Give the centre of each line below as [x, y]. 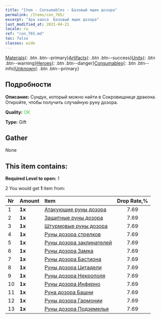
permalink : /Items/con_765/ [35, 15]
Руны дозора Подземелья [76, 309]
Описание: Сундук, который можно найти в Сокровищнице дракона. [81, 97]
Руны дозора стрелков [72, 234]
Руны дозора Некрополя [75, 276]
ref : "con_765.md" [25, 34]
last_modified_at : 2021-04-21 [37, 24]
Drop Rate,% [133, 201]
